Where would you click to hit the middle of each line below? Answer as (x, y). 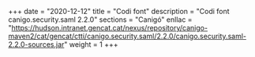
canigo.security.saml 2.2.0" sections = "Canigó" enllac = (100, 20)
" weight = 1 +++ (91, 45)
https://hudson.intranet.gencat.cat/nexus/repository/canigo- (109, 28)
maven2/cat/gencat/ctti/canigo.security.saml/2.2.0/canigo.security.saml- (127, 36)
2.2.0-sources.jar (36, 45)
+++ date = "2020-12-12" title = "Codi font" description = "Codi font (119, 11)
